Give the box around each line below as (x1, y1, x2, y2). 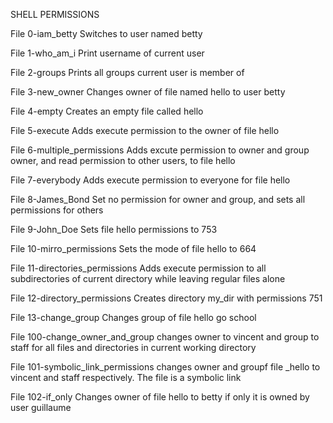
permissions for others (10, 204, 104, 216)
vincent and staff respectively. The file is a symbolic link (10, 372, 242, 383)
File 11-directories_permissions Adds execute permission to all (10, 262, 267, 274)
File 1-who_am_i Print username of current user (10, 47, 205, 59)
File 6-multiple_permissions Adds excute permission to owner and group (10, 144, 310, 156)
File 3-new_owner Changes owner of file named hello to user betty (10, 86, 286, 98)
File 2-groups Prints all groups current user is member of (10, 67, 245, 78)
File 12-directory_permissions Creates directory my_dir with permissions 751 (10, 292, 323, 304)
